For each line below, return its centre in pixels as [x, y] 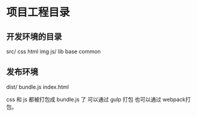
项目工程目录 [38, 12]
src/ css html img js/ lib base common [53, 51]
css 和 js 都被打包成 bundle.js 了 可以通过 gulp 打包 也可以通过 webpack [96, 99]
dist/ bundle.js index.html [38, 87]
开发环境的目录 [34, 37]
